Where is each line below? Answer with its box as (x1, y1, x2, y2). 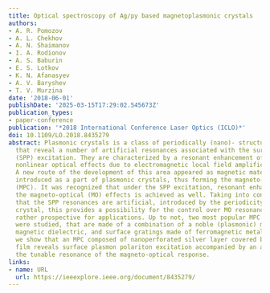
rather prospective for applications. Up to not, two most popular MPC (15, 214, 261, 222)
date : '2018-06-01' (8, 94, 74, 102)
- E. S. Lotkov (8, 64, 59, 72)
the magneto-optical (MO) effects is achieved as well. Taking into (15, 190, 250, 199)
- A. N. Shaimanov (8, 42, 70, 50)
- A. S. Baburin (8, 57, 63, 65)
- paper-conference (8, 116, 74, 124)
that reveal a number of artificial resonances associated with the (15, 146, 250, 154)
